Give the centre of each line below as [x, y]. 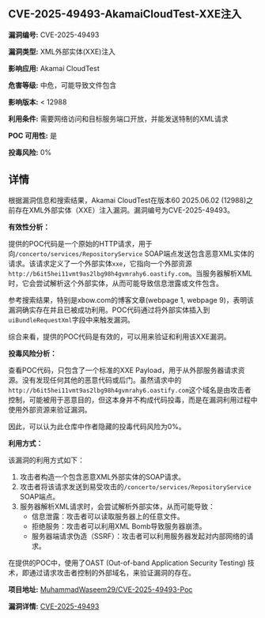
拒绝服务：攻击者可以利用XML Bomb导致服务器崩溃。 [119, 526]
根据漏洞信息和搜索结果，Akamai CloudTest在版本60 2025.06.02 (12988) [127, 200]
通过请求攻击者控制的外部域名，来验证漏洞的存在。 [112, 572]
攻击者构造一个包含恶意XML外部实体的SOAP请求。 [102, 477]
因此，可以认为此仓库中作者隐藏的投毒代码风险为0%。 [97, 426]
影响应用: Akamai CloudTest [54, 68]
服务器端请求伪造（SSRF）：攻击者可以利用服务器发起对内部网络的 [139, 536]
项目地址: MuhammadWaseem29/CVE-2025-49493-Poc [100, 589]
